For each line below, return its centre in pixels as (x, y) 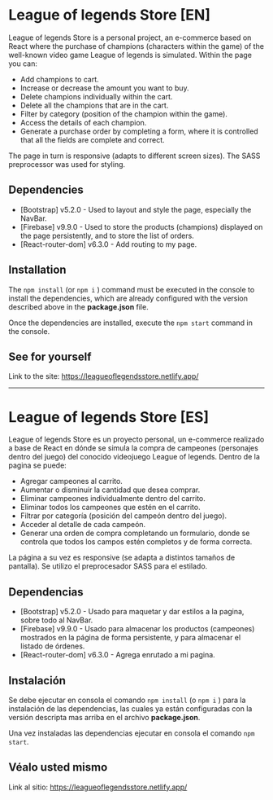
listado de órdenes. (52, 646)
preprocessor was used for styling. (67, 164)
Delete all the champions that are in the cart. (94, 105)
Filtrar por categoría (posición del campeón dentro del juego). (123, 516)
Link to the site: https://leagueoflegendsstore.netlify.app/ (104, 376)
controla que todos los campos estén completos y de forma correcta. (136, 542)
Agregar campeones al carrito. (71, 481)
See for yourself (50, 356)
